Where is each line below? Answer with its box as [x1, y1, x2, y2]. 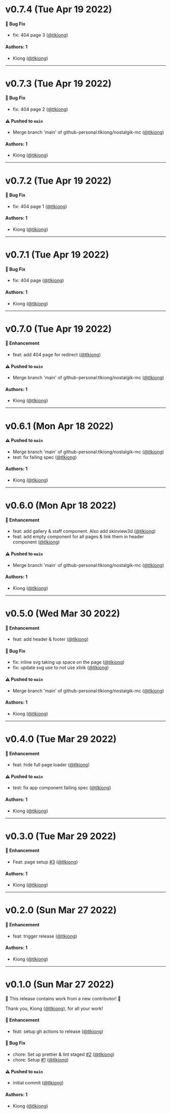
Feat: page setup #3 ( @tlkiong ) [12, 859, 78, 865]
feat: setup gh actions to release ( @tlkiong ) [12, 1028, 103, 1034]
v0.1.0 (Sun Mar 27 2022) [5, 978, 115, 990]
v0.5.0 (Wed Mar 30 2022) [5, 608, 121, 619]
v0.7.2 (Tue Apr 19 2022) [5, 175, 112, 187]
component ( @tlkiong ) [12, 539, 60, 545]
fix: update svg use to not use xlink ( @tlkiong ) [12, 664, 109, 671]
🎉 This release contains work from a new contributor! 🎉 [5, 995, 121, 1001]
